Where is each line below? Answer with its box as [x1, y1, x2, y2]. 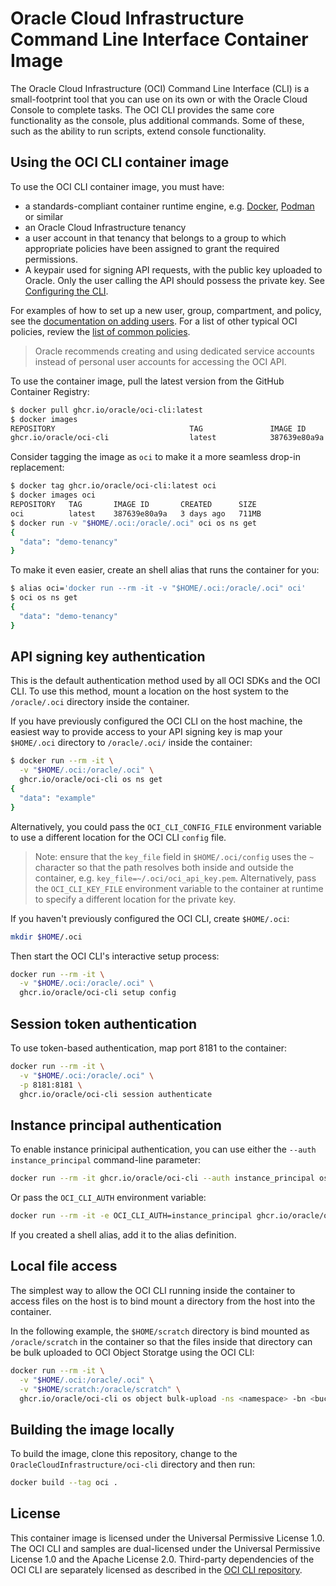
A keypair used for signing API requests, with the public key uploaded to [24, 263, 323, 276]
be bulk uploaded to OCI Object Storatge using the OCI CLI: [10, 1346, 255, 1358]
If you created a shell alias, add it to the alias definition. [10, 1229, 237, 1241]
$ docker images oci [10, 490, 97, 501]
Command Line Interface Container [10, 28, 309, 51]
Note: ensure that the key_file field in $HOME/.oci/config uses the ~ [34, 850, 315, 862]
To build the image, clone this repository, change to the [10, 1448, 238, 1460]
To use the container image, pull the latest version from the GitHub [10, 375, 285, 387]
